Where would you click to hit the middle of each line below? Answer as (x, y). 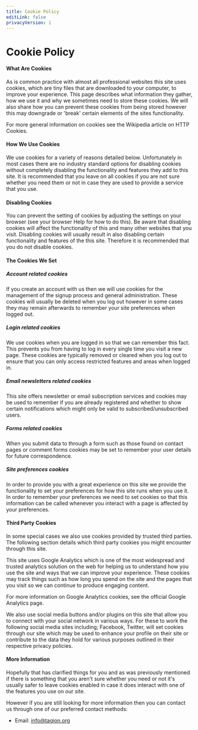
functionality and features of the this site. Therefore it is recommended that (98, 241)
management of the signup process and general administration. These (92, 295)
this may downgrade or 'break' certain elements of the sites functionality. (95, 113)
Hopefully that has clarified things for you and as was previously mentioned (98, 673)
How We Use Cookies (33, 144)
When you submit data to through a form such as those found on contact (95, 443)
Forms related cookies (34, 429)
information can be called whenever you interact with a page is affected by (97, 503)
